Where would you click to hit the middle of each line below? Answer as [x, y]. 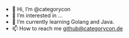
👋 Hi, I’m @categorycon [41, 9]
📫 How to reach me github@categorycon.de [67, 28]
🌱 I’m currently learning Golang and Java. [63, 22]
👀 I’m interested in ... [37, 15]
